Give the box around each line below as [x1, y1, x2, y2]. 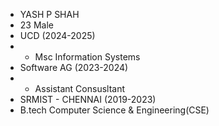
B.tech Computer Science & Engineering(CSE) [19, 104, 210, 116]
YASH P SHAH [19, 9, 80, 20]
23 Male [19, 19, 54, 31]
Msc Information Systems [34, 51, 141, 63]
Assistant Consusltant [34, 83, 126, 94]
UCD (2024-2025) [19, 30, 96, 41]
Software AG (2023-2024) [19, 62, 129, 73]
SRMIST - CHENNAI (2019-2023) [19, 94, 157, 105]
